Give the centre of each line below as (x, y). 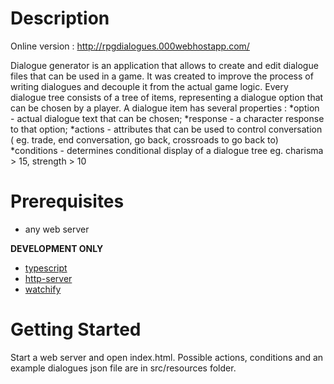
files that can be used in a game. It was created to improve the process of (162, 76)
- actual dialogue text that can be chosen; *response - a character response (167, 118)
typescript (46, 268)
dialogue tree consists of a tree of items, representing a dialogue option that (167, 97)
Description (60, 18)
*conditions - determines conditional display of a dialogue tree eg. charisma (167, 150)
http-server (48, 278)
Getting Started (76, 329)
